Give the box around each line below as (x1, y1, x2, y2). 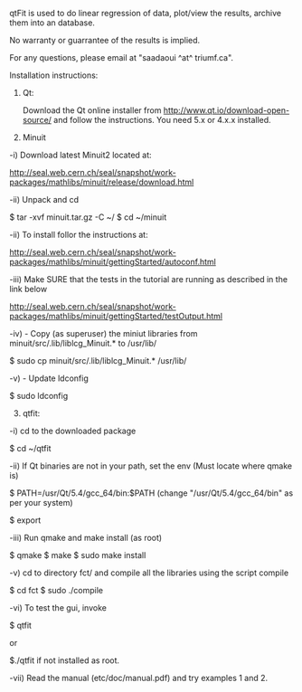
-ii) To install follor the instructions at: (9, 230, 148, 240)
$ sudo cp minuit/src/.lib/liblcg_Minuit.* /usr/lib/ (9, 355, 187, 365)
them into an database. (9, 17, 95, 28)
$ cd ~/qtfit (9, 443, 52, 453)
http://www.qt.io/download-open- (163, 105, 290, 116)
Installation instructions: (9, 70, 99, 81)
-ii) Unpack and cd (9, 194, 80, 204)
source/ (22, 115, 52, 125)
